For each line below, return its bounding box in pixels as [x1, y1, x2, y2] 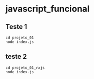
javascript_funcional [5, 3, 90, 14]
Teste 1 [5, 23, 27, 31]
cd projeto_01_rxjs [5, 65, 45, 70]
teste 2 [5, 53, 27, 61]
